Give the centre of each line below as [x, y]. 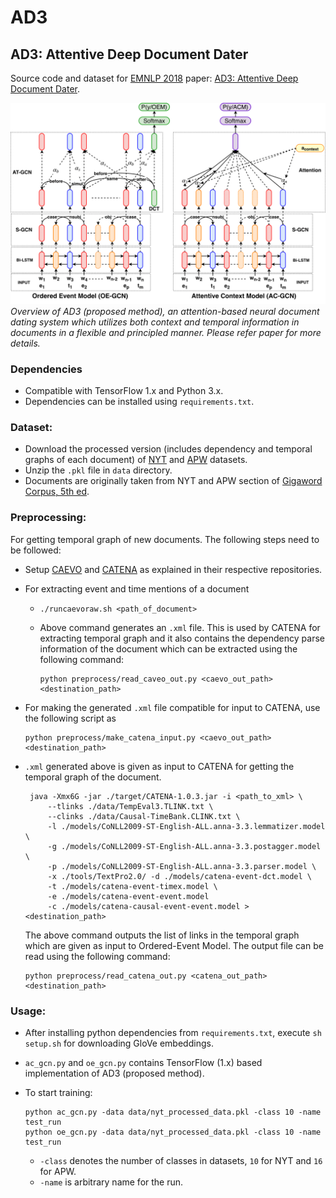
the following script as [70, 718]
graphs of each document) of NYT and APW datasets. [136, 460]
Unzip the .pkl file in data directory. [98, 470]
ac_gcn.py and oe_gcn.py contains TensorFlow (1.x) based [143, 1063]
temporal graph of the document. [93, 777]
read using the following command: [97, 956]
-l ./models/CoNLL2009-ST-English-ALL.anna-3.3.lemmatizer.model [186, 826]
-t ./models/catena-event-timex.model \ [132, 886]
